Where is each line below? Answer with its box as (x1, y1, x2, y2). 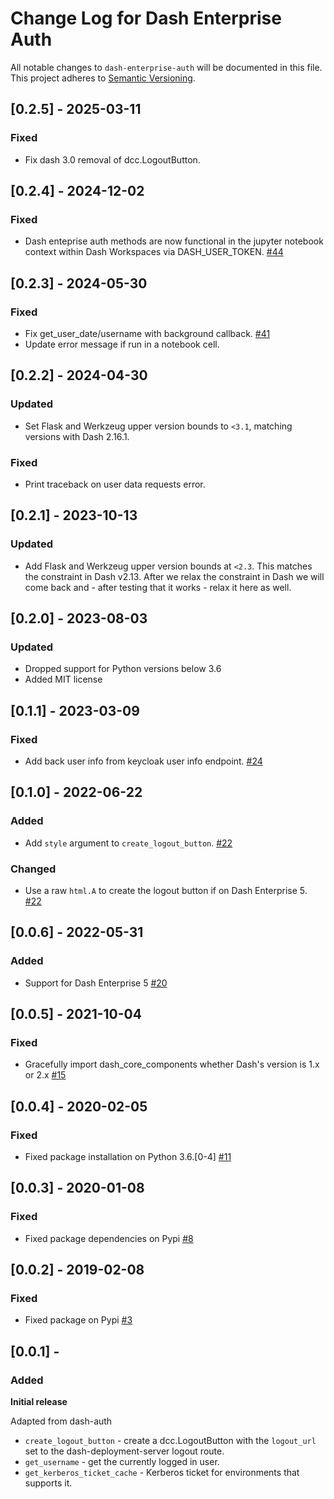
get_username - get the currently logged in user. (24, 1456, 220, 1468)
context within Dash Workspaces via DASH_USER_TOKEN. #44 (24, 246, 284, 258)
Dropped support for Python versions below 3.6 (24, 663, 222, 675)
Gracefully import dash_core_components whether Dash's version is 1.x (24, 1058, 320, 1071)
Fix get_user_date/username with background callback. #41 (24, 328, 271, 339)
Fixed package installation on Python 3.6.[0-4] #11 (24, 1151, 232, 1163)
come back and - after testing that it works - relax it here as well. (24, 581, 292, 593)
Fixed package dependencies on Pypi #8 (24, 1232, 194, 1244)
